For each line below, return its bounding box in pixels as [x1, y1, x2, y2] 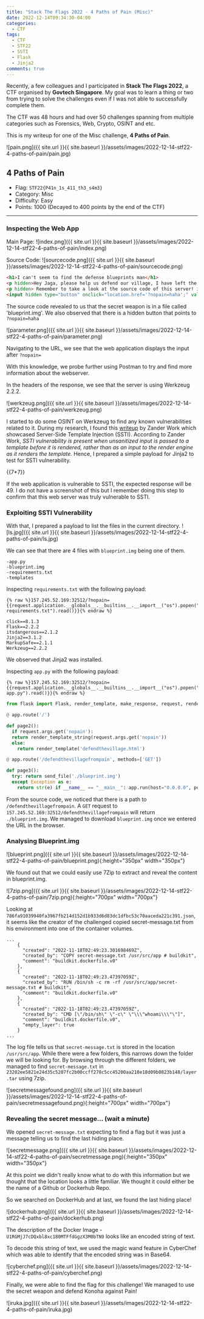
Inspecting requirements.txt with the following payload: [6, 586, 147, 593]
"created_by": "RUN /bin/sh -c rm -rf [22, 979, 121, 986]
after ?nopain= [6, 351, 41, 358]
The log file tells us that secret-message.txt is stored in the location [6, 1043, 175, 1051]
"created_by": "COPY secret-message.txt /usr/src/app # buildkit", [22, 953, 197, 959]
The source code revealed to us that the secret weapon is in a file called [6, 302, 187, 310]
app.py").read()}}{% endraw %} [6, 690, 86, 697]
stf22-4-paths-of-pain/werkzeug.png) [6, 406, 102, 413]
